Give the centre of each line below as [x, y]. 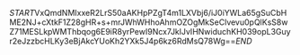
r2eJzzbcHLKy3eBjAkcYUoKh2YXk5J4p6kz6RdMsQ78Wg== [123, 41]
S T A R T [22, 13]
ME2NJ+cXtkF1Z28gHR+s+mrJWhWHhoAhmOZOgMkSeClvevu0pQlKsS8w [149, 22]
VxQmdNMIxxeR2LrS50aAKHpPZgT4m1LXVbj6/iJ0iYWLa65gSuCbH [161, 13]
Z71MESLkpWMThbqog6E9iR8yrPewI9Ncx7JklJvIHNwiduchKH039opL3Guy [150, 31]
